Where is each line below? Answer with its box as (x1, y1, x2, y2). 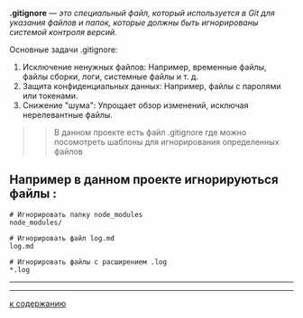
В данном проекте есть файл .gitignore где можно (53, 127, 247, 138)
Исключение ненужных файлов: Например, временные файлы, (22, 62, 268, 72)
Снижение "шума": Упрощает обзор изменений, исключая (22, 100, 249, 111)
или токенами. (22, 90, 78, 101)
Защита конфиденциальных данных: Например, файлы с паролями (22, 81, 281, 91)
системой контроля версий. (9, 27, 117, 37)
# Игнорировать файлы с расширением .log (9, 257, 168, 267)
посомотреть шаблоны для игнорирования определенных (53, 137, 280, 147)
